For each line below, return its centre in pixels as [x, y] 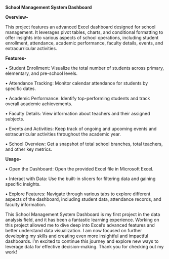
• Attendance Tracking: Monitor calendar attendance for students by [77, 83]
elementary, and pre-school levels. [41, 73]
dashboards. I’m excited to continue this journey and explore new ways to [82, 241]
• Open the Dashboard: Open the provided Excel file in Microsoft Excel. [79, 169]
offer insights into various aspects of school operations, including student [82, 38]
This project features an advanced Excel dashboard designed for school [80, 27]
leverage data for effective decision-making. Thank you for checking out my [85, 247]
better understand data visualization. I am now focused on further [74, 230]
